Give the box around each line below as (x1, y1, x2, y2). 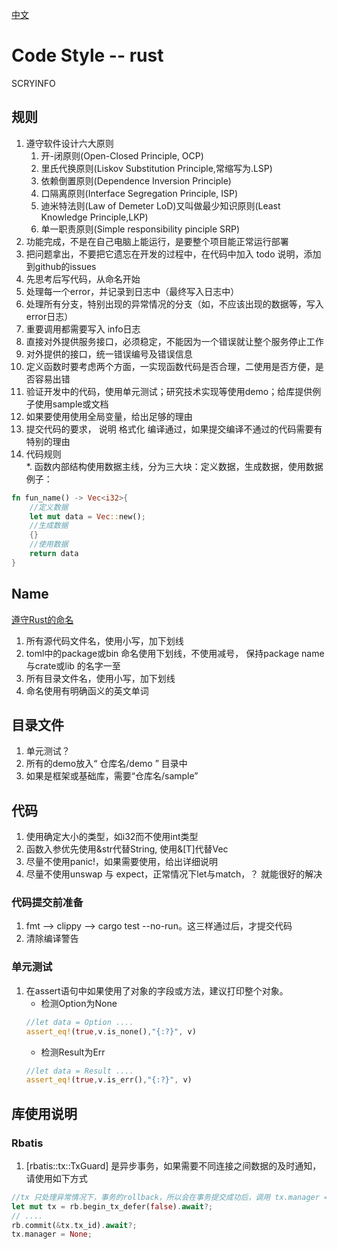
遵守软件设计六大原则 (25, 137, 114, 149)
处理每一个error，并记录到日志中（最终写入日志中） (25, 285, 240, 297)
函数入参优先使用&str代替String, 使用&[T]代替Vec (25, 843, 229, 855)
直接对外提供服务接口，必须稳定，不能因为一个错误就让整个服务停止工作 (25, 335, 324, 347)
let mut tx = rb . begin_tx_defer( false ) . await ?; (11, 1201, 214, 1212)
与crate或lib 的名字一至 (25, 659, 121, 672)
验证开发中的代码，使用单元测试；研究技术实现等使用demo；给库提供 (25, 385, 313, 397)
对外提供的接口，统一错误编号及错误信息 (25, 348, 193, 360)
